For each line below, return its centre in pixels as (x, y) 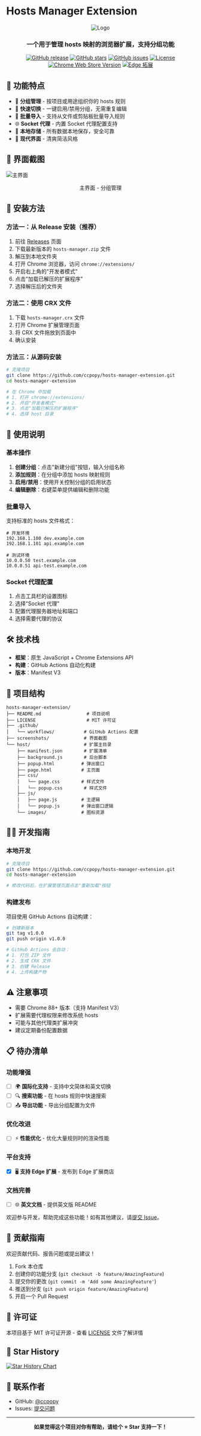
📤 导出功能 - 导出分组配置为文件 (55, 1105)
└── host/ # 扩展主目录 (59, 745)
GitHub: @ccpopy (37, 1401)
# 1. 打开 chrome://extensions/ (45, 397)
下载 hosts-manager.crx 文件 (50, 317)
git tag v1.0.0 (25, 933)
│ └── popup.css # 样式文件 (62, 788)
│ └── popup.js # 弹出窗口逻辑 (65, 806)
